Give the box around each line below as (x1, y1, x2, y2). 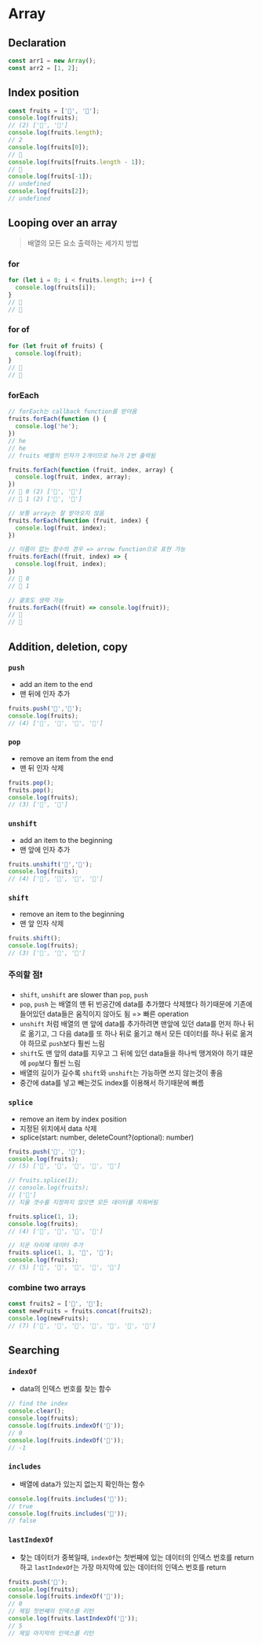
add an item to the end (19, 679, 93, 689)
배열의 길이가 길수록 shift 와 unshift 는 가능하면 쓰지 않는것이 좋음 (19, 1068, 224, 1078)
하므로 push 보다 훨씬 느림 (27, 1039, 105, 1048)
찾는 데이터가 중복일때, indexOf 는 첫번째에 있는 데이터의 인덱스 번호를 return (19, 1552, 254, 1562)
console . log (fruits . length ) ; (8, 129, 104, 137)
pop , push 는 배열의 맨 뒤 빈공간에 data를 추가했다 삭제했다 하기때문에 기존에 (19, 999, 253, 1009)
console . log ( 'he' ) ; (15, 423, 79, 430)
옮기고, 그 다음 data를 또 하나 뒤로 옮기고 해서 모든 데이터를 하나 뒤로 (27, 1029, 238, 1039)
